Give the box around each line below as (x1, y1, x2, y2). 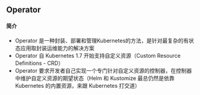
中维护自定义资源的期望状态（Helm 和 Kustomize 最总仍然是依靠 (14, 75, 175, 82)
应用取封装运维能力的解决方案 (20, 44, 95, 52)
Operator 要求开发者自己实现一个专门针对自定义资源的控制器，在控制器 (14, 67, 192, 74)
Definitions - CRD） (14, 60, 64, 67)
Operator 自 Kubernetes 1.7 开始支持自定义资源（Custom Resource (14, 52, 181, 59)
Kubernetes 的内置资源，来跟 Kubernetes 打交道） (14, 82, 140, 89)
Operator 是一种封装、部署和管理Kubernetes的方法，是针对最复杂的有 (14, 37, 189, 44)
